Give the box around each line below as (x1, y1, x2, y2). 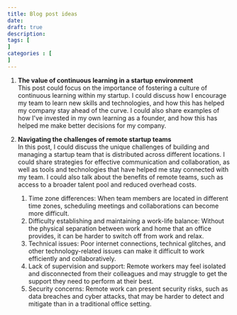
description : (7, 30, 46, 38)
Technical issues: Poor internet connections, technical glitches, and (28, 239, 226, 248)
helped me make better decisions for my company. (17, 121, 167, 130)
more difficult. (28, 209, 70, 217)
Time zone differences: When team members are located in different (28, 194, 228, 202)
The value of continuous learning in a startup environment (17, 76, 194, 84)
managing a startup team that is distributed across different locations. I (17, 150, 225, 158)
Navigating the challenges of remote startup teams (17, 135, 172, 143)
